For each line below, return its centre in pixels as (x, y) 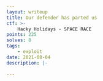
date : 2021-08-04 (29, 57)
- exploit (30, 52)
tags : (13, 46)
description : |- (27, 63)
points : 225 (21, 35)
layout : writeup (27, 12)
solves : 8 (19, 40)
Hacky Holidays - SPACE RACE (55, 29)
